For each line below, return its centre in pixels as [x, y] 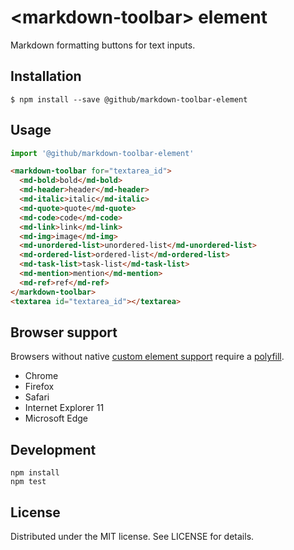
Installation [46, 76]
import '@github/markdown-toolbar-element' [102, 153]
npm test [28, 482]
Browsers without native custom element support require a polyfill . [147, 357]
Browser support [64, 332]
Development [53, 449]
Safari [37, 397]
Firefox [39, 387]
